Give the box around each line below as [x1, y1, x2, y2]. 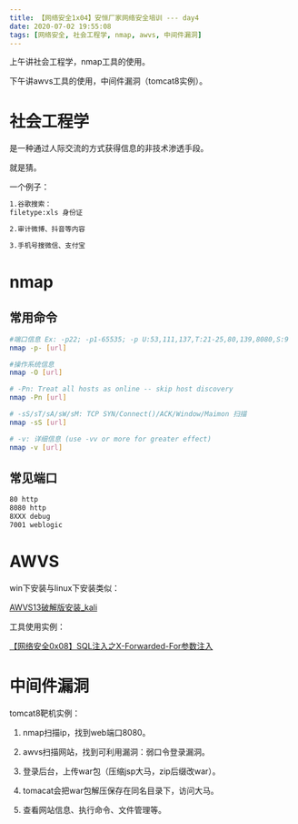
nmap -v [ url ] [9, 443, 64, 452]
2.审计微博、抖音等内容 [9, 225, 86, 234]
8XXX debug [9, 512, 51, 522]
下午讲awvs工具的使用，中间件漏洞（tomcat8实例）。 [9, 76, 207, 86]
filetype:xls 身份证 [9, 209, 84, 218]
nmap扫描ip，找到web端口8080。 [22, 727, 151, 738]
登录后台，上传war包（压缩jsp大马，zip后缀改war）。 [22, 766, 221, 777]
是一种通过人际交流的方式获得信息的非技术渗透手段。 [9, 143, 209, 154]
